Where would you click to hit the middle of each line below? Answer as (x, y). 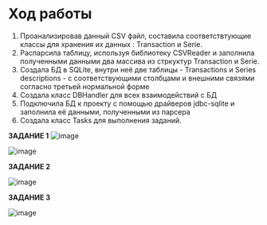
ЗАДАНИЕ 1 (29, 135)
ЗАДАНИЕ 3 (29, 197)
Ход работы (50, 14)
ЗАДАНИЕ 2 (29, 166)
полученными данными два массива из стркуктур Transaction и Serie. (139, 61)
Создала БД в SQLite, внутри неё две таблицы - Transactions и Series (138, 69)
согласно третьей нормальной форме (84, 86)
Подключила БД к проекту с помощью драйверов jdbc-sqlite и (127, 103)
